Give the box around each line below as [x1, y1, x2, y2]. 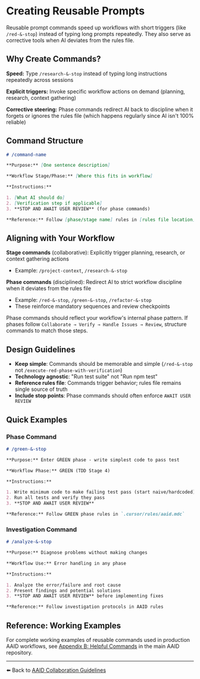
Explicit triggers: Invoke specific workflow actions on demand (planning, [6, 88, 186, 95]
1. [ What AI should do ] [6, 195, 65, 201]
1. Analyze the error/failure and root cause [6, 582, 121, 588]
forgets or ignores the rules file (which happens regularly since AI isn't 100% [6, 112, 194, 119]
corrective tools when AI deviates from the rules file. [6, 36, 135, 44]
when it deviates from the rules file [6, 285, 91, 292]
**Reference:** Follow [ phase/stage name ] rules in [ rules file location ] [6, 216, 196, 222]
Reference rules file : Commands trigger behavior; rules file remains [14, 380, 182, 387]
